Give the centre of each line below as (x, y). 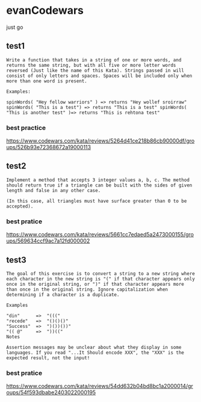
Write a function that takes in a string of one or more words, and (94, 60)
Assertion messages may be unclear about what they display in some (94, 347)
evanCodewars (45, 11)
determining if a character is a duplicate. (63, 295)
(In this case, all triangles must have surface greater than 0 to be (97, 201)
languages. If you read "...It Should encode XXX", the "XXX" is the (95, 353)
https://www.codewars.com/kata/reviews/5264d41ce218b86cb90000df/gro (100, 141)
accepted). (20, 206)
